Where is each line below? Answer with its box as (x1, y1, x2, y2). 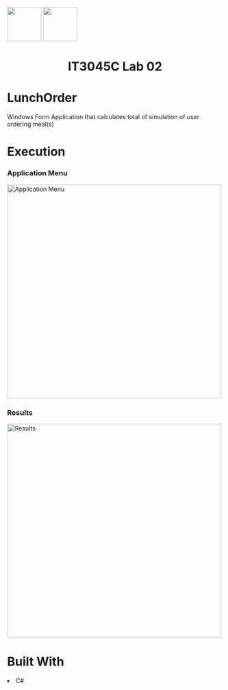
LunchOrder (7, 90, 77, 105)
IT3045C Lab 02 (67, 59, 163, 75)
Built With (7, 654, 64, 669)
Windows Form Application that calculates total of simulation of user (7, 113, 200, 121)
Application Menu (7, 168, 68, 178)
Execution (7, 144, 66, 159)
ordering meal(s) (7, 120, 55, 129)
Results (7, 407, 33, 417)
